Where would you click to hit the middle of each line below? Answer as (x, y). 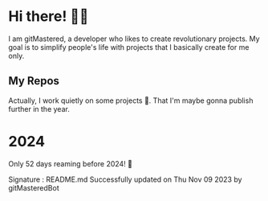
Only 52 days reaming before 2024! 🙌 (71, 163)
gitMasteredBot (34, 187)
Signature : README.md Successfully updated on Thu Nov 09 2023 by (125, 179)
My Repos (34, 81)
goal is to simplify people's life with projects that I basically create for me (129, 47)
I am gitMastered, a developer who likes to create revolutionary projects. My (134, 39)
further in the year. (39, 109)
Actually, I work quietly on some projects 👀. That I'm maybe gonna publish (131, 100)
